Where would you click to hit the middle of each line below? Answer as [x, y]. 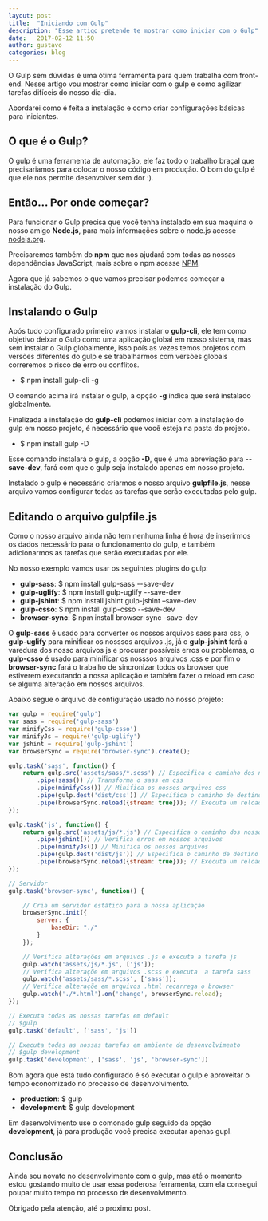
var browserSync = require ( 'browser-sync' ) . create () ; [100, 751]
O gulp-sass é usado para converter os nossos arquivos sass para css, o [129, 633]
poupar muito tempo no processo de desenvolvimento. [99, 1192]
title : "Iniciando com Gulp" [59, 23]
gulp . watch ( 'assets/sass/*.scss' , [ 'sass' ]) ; [100, 979]
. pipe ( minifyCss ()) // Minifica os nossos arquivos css [132, 788]
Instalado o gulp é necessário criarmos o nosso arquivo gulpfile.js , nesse [129, 483]
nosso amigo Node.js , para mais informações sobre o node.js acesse [122, 230]
